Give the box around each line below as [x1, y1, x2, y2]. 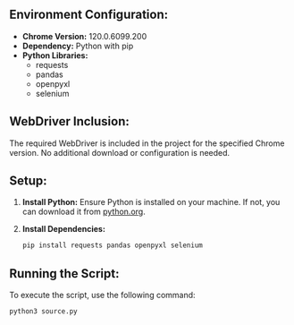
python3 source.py [9, 307, 78, 316]
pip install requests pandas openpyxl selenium [21, 241, 203, 250]
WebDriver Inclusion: [9, 114, 130, 129]
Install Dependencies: [21, 224, 105, 235]
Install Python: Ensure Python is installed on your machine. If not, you [21, 197, 281, 208]
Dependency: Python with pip [21, 40, 134, 51]
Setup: [9, 174, 47, 189]
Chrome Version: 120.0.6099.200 [21, 30, 147, 41]
